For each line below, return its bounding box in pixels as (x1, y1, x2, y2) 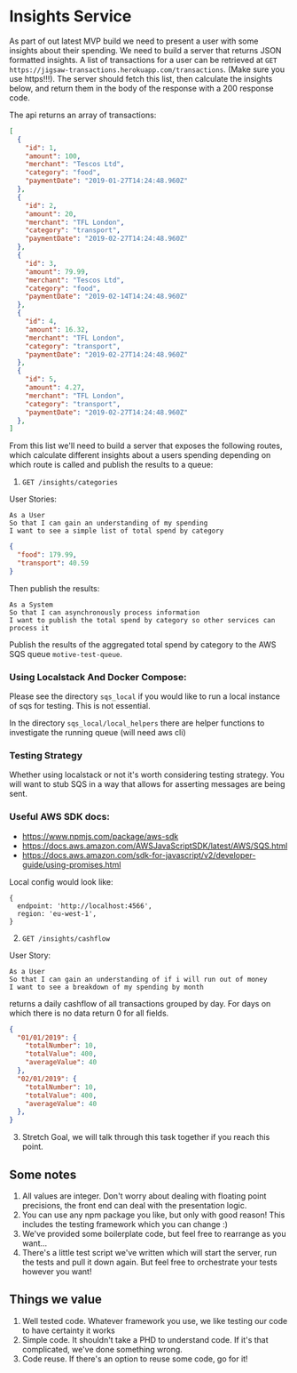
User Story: (9, 950, 51, 960)
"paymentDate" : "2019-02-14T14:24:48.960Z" (25, 292, 189, 301)
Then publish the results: (9, 582, 100, 593)
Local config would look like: (9, 876, 113, 887)
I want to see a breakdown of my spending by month (9, 983, 204, 992)
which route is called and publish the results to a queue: (9, 460, 214, 470)
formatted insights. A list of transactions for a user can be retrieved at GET (9, 54, 277, 65)
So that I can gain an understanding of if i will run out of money (9, 975, 268, 984)
